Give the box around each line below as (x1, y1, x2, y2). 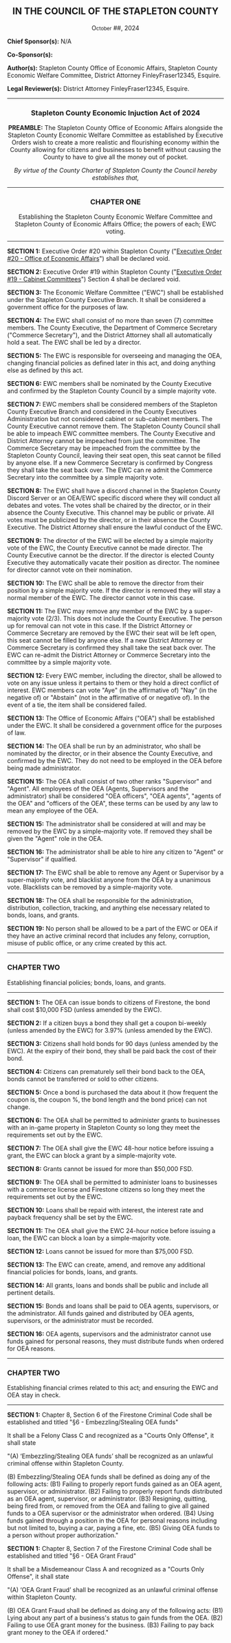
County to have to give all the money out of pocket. (43, 153, 188, 161)
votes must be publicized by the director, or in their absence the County (7, 516, 211, 524)
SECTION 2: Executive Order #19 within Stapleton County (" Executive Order (7, 268, 222, 276)
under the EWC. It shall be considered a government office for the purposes (7, 722, 222, 730)
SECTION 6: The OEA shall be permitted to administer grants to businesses (7, 1116, 221, 1124)
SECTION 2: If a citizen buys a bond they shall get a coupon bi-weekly (7, 1018, 207, 1027)
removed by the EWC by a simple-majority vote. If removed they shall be (7, 827, 212, 835)
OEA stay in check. (7, 1391, 60, 1399)
